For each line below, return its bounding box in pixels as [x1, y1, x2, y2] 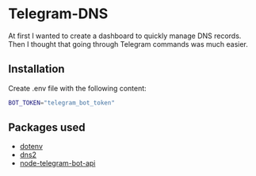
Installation [8, 63, 65, 76]
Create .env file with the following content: [8, 83, 147, 93]
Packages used [8, 121, 86, 135]
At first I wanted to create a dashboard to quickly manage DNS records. [8, 31, 242, 40]
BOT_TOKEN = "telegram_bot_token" [8, 98, 115, 107]
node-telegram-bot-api [19, 159, 96, 168]
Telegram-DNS [8, 5, 109, 23]
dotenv [19, 142, 44, 151]
